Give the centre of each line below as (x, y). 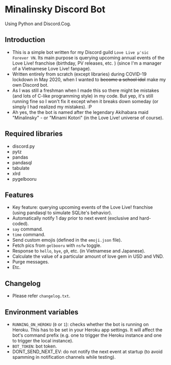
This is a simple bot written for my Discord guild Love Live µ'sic (80, 52)
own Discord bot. (30, 85)
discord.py (24, 146)
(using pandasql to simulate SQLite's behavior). (62, 213)
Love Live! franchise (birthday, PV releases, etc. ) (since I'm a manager (87, 63)
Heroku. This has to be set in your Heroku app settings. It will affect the (87, 330)
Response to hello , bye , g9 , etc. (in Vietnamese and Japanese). (79, 251)
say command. (27, 229)
